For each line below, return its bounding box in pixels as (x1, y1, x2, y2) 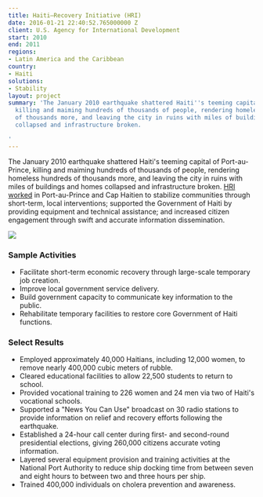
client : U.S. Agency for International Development (8, 26, 180, 34)
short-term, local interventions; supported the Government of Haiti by (8, 198, 232, 208)
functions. (19, 317, 52, 327)
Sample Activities (8, 249, 77, 260)
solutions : (8, 77, 44, 85)
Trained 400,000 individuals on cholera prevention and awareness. (19, 480, 236, 489)
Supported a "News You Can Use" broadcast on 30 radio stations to (19, 405, 239, 415)
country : (8, 63, 37, 71)
